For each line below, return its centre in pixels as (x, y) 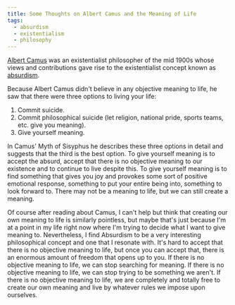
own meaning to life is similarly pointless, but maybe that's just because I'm (117, 220)
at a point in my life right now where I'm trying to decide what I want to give (116, 227)
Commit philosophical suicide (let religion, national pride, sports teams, (120, 118)
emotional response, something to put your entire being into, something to (115, 184)
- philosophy (33, 40)
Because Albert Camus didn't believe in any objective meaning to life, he (112, 89)
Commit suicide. (41, 110)
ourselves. (23, 295)
